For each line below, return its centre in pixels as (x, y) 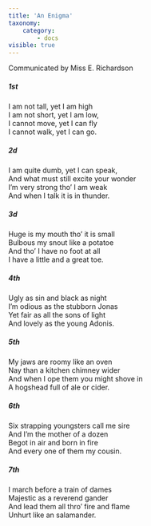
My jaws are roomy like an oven (60, 362)
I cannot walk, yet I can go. (53, 132)
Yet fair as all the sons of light (57, 315)
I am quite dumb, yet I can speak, (63, 170)
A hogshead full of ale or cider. (59, 387)
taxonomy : (25, 23)
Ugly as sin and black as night (58, 298)
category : (39, 30)
